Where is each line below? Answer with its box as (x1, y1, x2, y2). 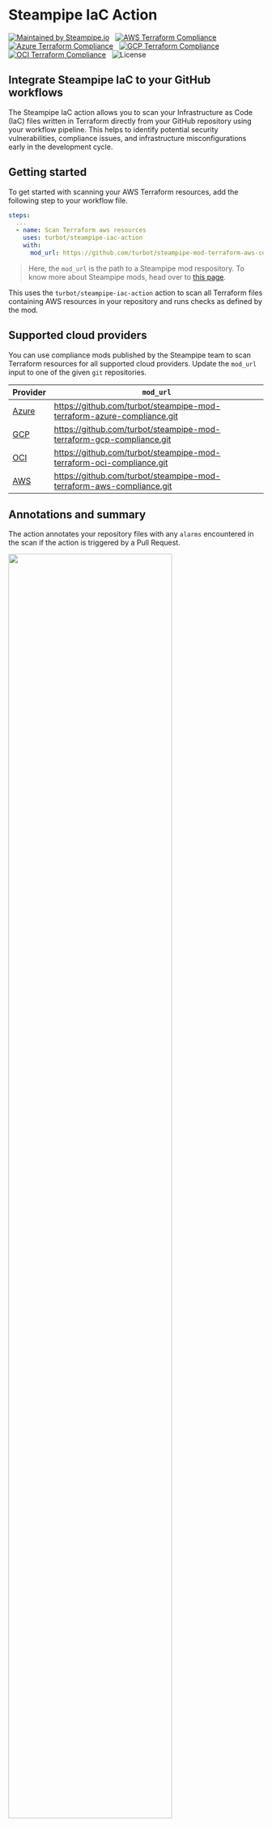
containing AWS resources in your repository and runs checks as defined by (8, 296, 263, 306)
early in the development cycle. (8, 142, 113, 152)
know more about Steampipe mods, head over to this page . (28, 272, 227, 281)
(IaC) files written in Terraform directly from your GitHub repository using (8, 116, 253, 126)
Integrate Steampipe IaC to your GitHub (8, 73, 211, 87)
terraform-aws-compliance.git (53, 480, 172, 491)
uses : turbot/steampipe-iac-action (23, 233, 143, 242)
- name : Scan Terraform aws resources (15, 226, 147, 234)
